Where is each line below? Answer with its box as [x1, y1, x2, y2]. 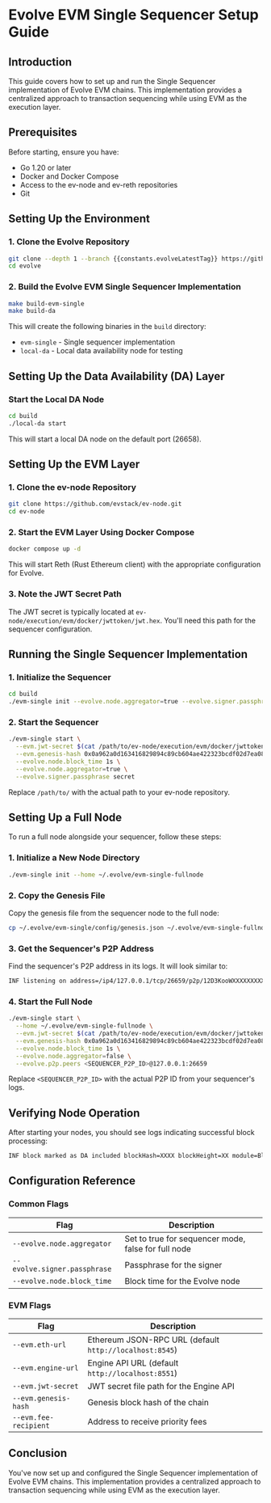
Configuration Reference [8, 1174, 135, 1188]
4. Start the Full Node [8, 996, 93, 1007]
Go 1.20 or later [19, 163, 72, 172]
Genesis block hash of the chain [87, 1397, 210, 1408]
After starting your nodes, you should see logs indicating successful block [8, 1128, 256, 1138]
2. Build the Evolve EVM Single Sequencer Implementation [8, 281, 242, 293]
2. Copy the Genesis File [8, 889, 106, 901]
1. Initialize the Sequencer [8, 671, 111, 682]
